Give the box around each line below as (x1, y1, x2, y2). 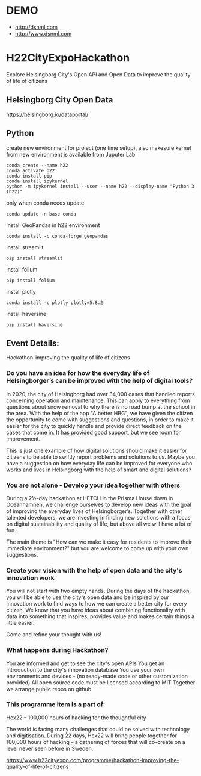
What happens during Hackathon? (6, 646, 109, 654)
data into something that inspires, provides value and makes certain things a (6, 613, 195, 620)
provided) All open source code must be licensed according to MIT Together (6, 678, 196, 686)
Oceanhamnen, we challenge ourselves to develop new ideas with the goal (6, 501, 191, 508)
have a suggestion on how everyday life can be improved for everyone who (6, 459, 193, 467)
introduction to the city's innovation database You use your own (6, 666, 164, 673)
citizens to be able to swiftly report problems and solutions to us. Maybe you (6, 453, 196, 461)
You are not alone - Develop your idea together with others (6, 481, 181, 489)
